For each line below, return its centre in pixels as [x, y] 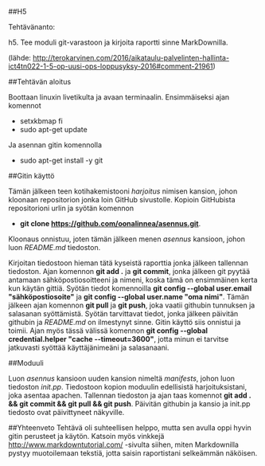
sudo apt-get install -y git [61, 160]
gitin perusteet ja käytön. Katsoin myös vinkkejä [86, 436]
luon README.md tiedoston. [55, 247]
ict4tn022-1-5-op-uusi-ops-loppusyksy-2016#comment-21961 [111, 66]
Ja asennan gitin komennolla [55, 145]
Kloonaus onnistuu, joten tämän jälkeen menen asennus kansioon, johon [127, 239]
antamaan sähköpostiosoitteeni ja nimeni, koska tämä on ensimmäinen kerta [133, 280]
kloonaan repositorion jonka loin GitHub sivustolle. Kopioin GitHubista [122, 200]
